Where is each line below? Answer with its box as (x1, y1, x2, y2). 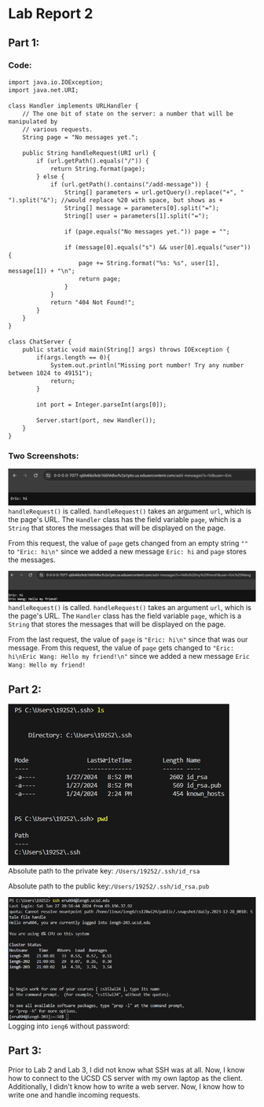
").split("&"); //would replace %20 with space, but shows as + (8, 196, 223, 204)
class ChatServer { (8, 337, 72, 346)
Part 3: (8, 1044, 42, 1057)
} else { (36, 172, 65, 181)
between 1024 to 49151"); (8, 369, 93, 377)
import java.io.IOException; (8, 78, 104, 86)
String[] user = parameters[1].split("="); (64, 211, 210, 220)
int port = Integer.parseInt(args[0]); (36, 400, 167, 409)
